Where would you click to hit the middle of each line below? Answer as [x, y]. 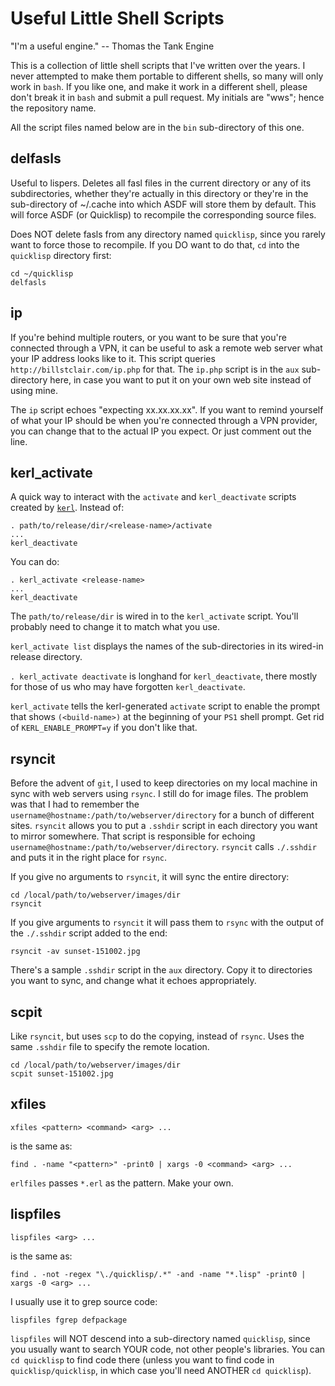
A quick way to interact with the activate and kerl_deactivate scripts [153, 497]
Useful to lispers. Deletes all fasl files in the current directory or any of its [161, 183]
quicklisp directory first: [61, 255]
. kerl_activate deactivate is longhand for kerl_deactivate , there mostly [164, 676]
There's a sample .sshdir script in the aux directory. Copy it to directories [161, 970]
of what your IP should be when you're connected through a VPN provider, [164, 420]
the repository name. [53, 108]
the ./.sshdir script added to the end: [89, 933]
